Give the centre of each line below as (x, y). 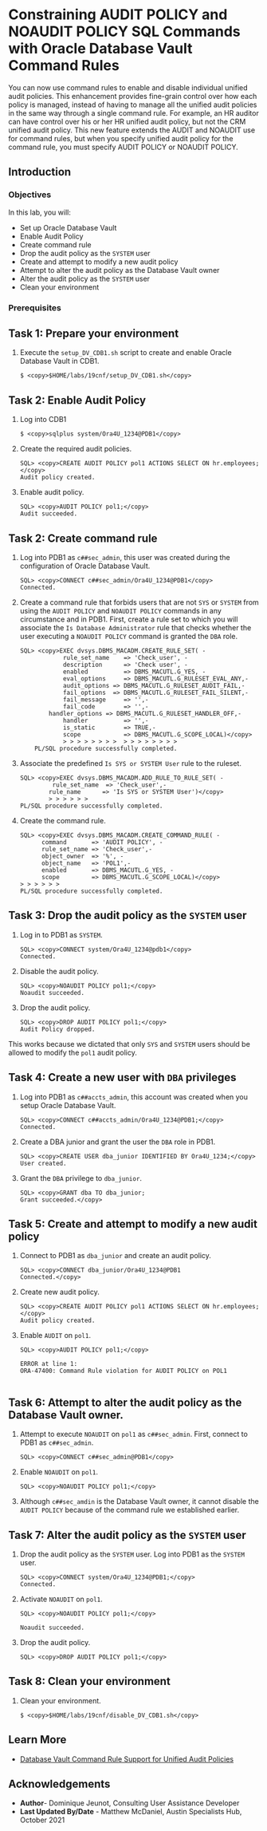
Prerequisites (35, 307)
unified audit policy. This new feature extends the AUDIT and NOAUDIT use (132, 130)
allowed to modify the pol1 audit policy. (73, 1052)
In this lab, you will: (40, 212)
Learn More (37, 1740)
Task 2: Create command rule (83, 538)
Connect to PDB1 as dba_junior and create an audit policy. (115, 1256)
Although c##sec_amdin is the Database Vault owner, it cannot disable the (139, 1501)
